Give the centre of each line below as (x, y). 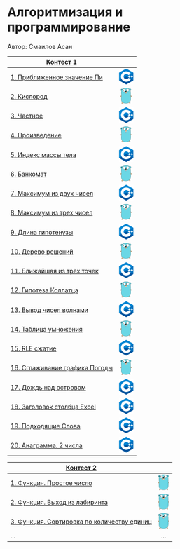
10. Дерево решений (42, 251)
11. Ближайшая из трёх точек (55, 271)
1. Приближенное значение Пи (56, 77)
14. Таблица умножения (46, 329)
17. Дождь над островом (48, 387)
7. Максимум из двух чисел (51, 194)
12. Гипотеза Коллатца (44, 290)
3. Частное (27, 116)
